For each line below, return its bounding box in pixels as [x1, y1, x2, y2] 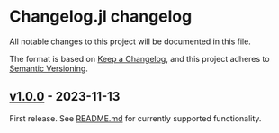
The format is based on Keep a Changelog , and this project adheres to [9, 53, 270, 64]
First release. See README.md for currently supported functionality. [9, 112, 262, 123]
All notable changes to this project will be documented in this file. [9, 36, 252, 47]
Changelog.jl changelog [9, 6, 193, 27]
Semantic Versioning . [9, 63, 88, 74]
